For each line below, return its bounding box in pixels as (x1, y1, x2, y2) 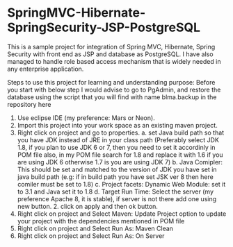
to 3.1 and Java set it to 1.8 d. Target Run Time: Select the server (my (17, 187, 214, 196)
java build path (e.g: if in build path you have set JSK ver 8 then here (17, 172, 214, 181)
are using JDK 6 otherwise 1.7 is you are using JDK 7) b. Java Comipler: (17, 157, 223, 166)
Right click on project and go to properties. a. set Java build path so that (17, 128, 225, 137)
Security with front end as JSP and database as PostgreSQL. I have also (7, 50, 214, 58)
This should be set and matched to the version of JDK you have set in (17, 165, 217, 173)
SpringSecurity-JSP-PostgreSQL (7, 19, 200, 35)
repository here (7, 100, 51, 108)
